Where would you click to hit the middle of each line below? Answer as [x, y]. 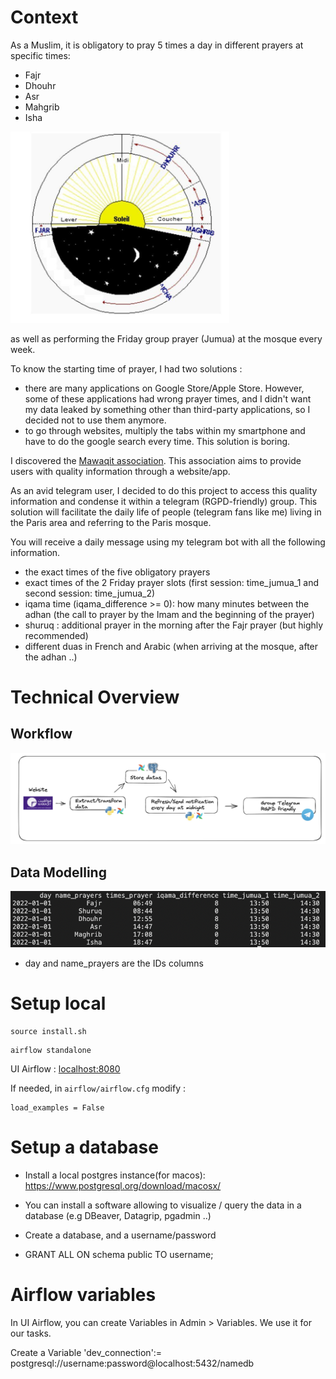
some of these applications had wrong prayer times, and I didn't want [168, 398]
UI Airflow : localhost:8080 [65, 1068]
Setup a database [84, 1147]
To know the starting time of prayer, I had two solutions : [126, 368]
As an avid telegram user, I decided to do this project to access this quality [164, 490]
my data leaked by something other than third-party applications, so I [167, 409]
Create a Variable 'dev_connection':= [86, 1352]
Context [44, 17]
